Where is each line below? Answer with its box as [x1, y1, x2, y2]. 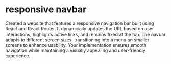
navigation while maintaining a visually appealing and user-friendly [5, 47, 145, 53]
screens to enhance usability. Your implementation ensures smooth [5, 42, 147, 48]
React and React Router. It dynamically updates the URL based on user [5, 25, 154, 31]
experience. [5, 52, 31, 59]
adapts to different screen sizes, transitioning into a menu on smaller [5, 37, 150, 43]
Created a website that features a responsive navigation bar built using [5, 20, 154, 26]
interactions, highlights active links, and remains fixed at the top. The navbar [5, 31, 166, 37]
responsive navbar [5, 4, 87, 15]
